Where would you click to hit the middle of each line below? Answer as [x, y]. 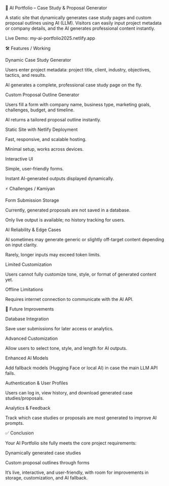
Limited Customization [29, 264]
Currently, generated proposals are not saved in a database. [68, 210]
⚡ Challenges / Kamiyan [30, 189]
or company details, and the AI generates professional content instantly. [80, 28]
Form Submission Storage [32, 200]
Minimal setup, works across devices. [45, 149]
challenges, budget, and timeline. [40, 110]
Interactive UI [19, 159]
